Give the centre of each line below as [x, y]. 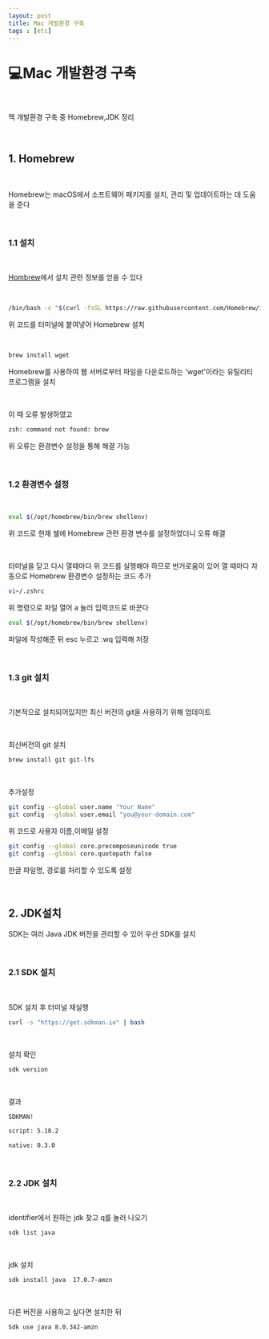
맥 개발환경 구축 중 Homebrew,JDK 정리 [71, 117]
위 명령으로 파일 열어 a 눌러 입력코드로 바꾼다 [79, 608]
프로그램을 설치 [32, 382]
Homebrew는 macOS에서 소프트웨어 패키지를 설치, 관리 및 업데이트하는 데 [125, 194]
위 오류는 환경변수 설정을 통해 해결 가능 [69, 446]
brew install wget [39, 355]
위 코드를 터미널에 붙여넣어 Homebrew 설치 [77, 325]
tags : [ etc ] [30, 31]
